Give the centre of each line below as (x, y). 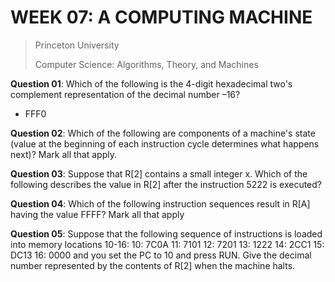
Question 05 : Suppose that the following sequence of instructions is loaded (166, 233)
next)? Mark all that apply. (64, 154)
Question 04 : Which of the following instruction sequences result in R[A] (160, 203)
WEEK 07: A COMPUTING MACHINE (161, 17)
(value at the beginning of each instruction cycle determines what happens (165, 143)
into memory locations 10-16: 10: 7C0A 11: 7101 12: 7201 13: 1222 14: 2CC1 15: (167, 244)
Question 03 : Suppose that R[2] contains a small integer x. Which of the (159, 173)
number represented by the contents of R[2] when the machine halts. (153, 265)
